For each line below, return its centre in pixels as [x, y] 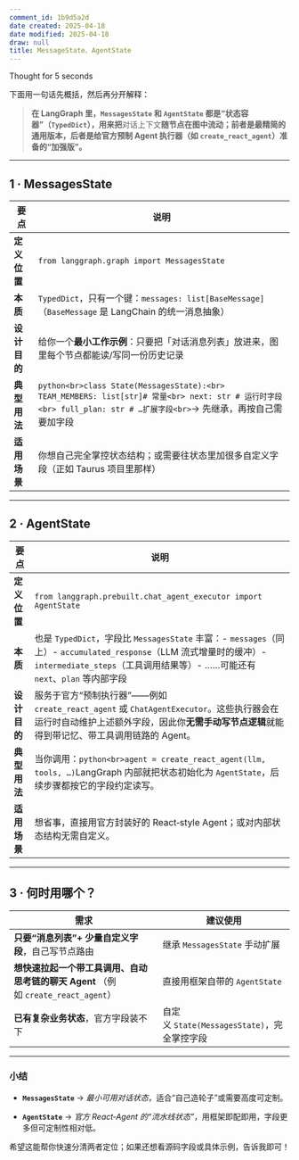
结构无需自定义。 [79, 835]
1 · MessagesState [61, 184]
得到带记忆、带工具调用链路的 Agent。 [115, 735]
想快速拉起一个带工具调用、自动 [81, 967]
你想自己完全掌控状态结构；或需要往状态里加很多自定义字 [158, 455]
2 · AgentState [50, 524]
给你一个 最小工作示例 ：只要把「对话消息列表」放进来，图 [158, 342]
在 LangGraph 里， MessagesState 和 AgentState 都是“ [128, 113]
